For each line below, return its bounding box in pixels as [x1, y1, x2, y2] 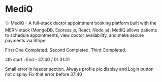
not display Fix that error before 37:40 [5, 71, 82, 77]
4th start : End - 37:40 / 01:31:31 [5, 56, 70, 62]
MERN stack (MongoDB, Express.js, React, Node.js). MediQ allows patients [5, 27, 157, 33]
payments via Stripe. [5, 37, 47, 43]
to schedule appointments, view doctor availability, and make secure [5, 32, 144, 38]
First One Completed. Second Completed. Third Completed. [5, 47, 127, 53]
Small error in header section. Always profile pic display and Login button [5, 66, 154, 72]
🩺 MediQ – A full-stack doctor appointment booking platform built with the [5, 20, 157, 26]
